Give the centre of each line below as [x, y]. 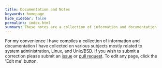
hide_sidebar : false [26, 18]
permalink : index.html [28, 23]
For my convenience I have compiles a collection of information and [73, 41]
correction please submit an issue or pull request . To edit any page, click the [81, 56]
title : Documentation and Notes [37, 9]
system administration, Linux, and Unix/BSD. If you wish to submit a [72, 51]
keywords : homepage [25, 14]
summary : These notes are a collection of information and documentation [81, 27]
